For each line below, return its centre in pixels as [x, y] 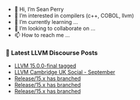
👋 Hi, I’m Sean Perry [39, 9]
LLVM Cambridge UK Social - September [65, 72]
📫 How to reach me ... [42, 35]
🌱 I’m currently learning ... [46, 22]
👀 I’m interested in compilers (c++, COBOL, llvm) [74, 16]
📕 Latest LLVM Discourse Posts [52, 53]
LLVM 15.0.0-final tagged [45, 66]
